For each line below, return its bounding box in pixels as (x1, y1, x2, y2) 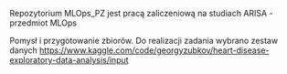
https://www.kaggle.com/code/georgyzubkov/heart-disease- (39, 45, 270, 56)
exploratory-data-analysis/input (9, 55, 130, 65)
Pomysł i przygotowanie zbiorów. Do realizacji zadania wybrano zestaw (9, 36, 279, 46)
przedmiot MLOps (9, 17, 78, 28)
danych (9, 45, 38, 56)
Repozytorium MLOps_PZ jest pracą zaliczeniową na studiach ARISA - (9, 8, 273, 18)
